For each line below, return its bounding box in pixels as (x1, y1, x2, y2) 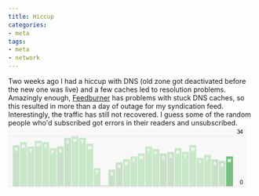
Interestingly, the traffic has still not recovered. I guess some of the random (8, 110, 251, 119)
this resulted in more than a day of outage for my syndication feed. (8, 102, 224, 111)
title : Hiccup (8, 13, 55, 20)
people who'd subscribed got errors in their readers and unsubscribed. (8, 118, 238, 127)
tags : (8, 38, 26, 45)
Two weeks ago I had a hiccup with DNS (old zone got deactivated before (8, 77, 246, 85)
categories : (8, 20, 47, 29)
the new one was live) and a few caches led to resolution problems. (8, 85, 226, 94)
